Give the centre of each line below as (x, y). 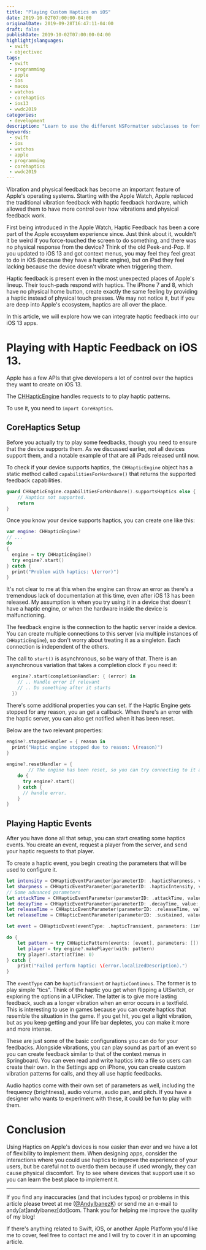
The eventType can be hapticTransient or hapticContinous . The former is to (102, 983)
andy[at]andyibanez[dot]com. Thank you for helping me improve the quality (102, 1210)
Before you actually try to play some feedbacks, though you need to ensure (102, 442)
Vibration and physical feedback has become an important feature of (93, 189)
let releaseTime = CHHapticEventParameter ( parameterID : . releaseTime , (98, 910)
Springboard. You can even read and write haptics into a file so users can (99, 1061)
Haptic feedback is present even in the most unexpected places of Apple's (101, 279)
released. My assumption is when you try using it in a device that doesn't (99, 602)
